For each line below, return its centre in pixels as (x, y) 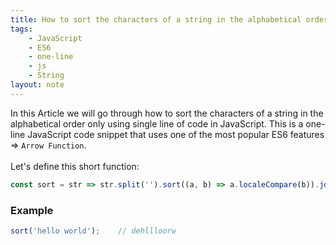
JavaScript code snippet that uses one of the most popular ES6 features (176, 134)
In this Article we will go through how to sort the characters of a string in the (167, 113)
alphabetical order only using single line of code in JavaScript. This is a (157, 123)
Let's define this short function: (75, 166)
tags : (21, 29)
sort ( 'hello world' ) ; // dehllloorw (93, 231)
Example (32, 210)
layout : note (37, 85)
